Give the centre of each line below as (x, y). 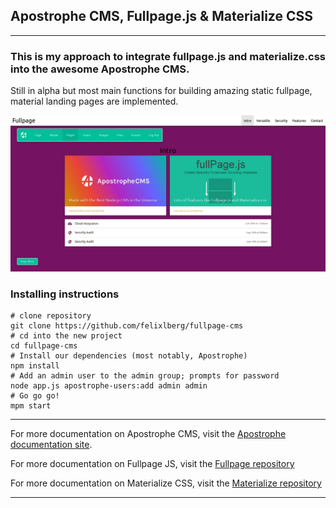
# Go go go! (35, 395)
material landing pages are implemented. (94, 101)
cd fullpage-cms (44, 345)
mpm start (31, 405)
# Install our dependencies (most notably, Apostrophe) (129, 355)
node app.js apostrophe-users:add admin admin (109, 385)
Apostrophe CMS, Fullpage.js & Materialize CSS (161, 16)
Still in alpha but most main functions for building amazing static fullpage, (161, 91)
